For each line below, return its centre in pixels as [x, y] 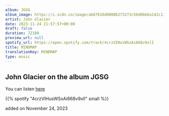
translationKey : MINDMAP [31, 52]
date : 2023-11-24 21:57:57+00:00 [40, 24]
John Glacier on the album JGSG [57, 77]
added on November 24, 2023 [36, 108]
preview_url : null [24, 38]
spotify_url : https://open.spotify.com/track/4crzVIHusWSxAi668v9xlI [80, 43]
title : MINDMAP [21, 47]
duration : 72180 [22, 33]
